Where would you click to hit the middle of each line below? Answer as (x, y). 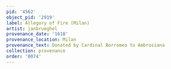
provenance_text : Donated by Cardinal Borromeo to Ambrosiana (85, 46)
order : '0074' (24, 56)
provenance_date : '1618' (37, 34)
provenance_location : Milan (41, 40)
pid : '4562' (21, 12)
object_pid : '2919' (31, 17)
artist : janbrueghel (32, 28)
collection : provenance (36, 51)
